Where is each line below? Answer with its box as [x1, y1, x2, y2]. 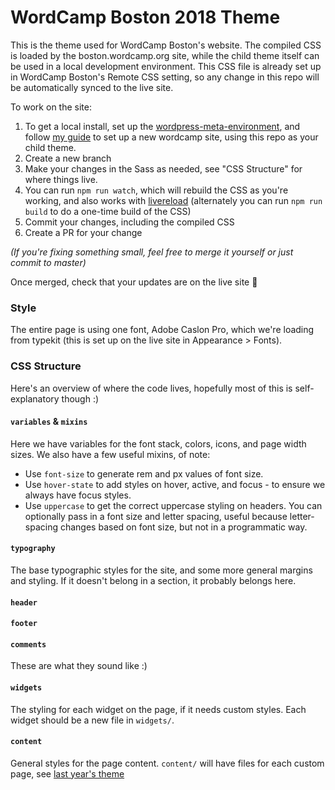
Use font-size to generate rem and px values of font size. [24, 467, 264, 480]
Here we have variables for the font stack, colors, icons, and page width [10, 437, 307, 450]
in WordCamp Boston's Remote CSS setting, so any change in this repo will [10, 71, 320, 83]
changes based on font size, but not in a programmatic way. [59, 521, 308, 533]
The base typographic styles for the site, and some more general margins [10, 564, 313, 576]
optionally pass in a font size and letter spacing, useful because [24, 510, 288, 522]
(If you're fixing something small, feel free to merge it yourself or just [10, 246, 294, 258]
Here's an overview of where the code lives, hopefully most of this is [10, 382, 293, 394]
